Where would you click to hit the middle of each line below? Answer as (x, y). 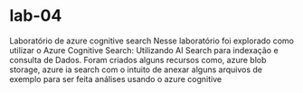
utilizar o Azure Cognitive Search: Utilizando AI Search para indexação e (144, 50)
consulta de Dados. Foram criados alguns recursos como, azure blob (138, 60)
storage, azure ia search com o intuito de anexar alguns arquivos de (136, 70)
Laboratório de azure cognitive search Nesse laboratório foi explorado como (151, 41)
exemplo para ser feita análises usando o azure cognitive (116, 79)
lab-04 (36, 16)
